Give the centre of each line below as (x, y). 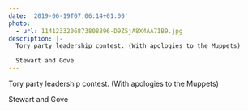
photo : (19, 23)
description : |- (36, 38)
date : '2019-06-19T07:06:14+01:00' (68, 16)
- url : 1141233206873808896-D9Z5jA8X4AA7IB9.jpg (99, 31)
